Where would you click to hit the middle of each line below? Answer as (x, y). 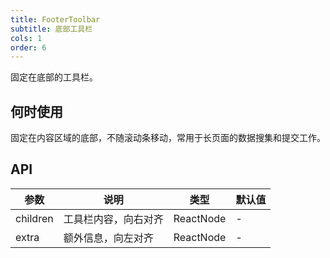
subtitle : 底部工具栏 (51, 29)
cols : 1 (26, 38)
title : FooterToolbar (55, 19)
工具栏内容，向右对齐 (113, 219)
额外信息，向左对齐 (108, 238)
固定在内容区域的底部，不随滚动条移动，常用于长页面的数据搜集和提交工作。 (168, 138)
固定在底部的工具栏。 (54, 77)
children (34, 218)
